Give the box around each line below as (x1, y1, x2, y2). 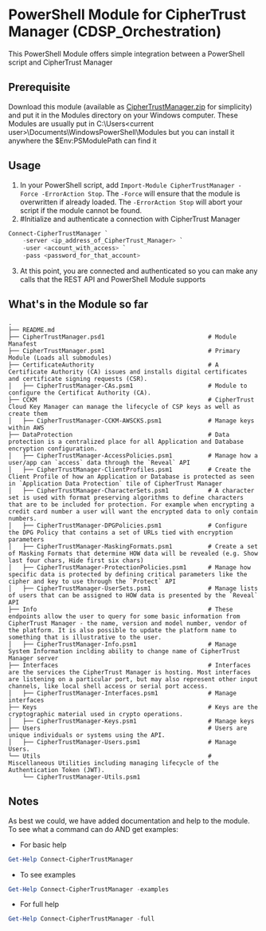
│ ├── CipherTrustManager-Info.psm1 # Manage (8, 640, 237, 648)
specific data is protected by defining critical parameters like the (8, 570, 248, 578)
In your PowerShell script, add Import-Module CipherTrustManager (19, 180, 235, 189)
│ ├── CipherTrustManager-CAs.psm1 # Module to (8, 382, 248, 390)
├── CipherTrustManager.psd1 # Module (8, 333, 237, 341)
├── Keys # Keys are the (8, 703, 259, 711)
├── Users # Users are (8, 724, 248, 732)
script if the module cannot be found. (19, 205, 142, 215)
